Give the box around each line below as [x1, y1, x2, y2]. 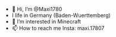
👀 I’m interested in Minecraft [11, 18, 81, 25]
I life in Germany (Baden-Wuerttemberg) [11, 12, 111, 19]
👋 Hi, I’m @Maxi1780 [11, 6, 62, 12]
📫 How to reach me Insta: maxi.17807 [11, 25, 105, 32]
